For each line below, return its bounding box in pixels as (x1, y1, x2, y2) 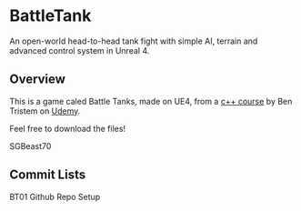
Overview (9, 72, 66, 87)
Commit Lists (9, 167, 86, 183)
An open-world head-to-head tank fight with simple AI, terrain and (9, 35, 258, 46)
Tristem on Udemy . (9, 105, 81, 116)
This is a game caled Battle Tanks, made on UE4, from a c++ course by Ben (9, 95, 293, 106)
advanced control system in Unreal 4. (9, 45, 150, 55)
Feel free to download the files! (9, 123, 125, 134)
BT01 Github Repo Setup (9, 191, 101, 202)
